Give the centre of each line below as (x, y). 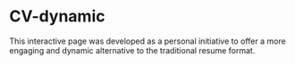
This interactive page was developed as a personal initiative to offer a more (147, 41)
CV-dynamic (57, 16)
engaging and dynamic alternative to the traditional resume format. (132, 50)
